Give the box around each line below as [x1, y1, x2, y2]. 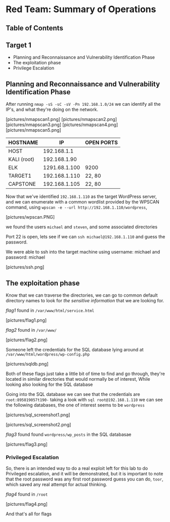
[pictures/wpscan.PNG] [6, 214, 55, 220]
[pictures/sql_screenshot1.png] [6, 412, 70, 418]
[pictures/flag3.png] [6, 441, 48, 448]
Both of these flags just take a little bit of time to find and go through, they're [6, 371, 165, 377]
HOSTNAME [8, 139, 38, 146]
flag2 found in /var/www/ [6, 327, 57, 333]
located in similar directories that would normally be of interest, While [6, 376, 151, 382]
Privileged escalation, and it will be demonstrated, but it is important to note [6, 471, 163, 477]
